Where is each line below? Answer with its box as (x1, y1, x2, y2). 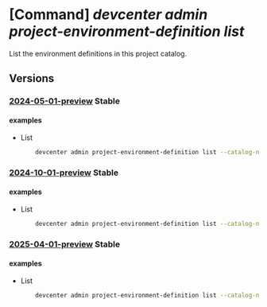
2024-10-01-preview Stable (9, 167, 118, 178)
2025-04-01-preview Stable (9, 239, 121, 250)
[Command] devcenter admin (9, 6, 208, 24)
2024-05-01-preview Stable (9, 95, 121, 107)
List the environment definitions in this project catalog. (9, 49, 188, 58)
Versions (9, 72, 55, 85)
